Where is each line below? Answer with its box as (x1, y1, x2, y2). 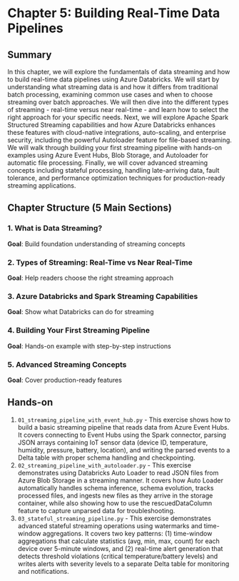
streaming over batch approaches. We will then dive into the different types (7, 98, 229, 106)
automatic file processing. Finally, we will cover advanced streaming (7, 158, 208, 167)
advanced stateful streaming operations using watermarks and (17, 521, 203, 530)
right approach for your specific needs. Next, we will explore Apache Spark (7, 113, 229, 121)
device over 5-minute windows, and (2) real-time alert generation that (17, 544, 223, 552)
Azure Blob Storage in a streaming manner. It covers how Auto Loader (17, 476, 223, 485)
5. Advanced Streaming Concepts (7, 359, 127, 369)
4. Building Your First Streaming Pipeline (7, 325, 151, 335)
